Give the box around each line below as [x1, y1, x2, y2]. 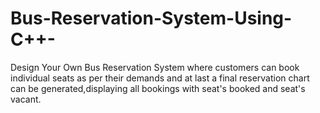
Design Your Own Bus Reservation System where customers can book [10, 61, 300, 73]
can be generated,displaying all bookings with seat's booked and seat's [10, 82, 306, 94]
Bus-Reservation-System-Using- [10, 7, 293, 30]
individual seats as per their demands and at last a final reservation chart [10, 72, 310, 84]
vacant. [10, 93, 42, 105]
